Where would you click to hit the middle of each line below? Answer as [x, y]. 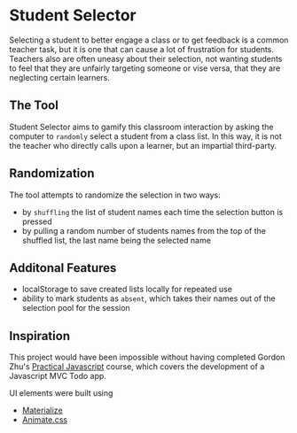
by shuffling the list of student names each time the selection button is [152, 212]
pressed [37, 221]
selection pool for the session [76, 308]
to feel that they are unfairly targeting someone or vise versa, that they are [145, 68]
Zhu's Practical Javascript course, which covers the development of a [137, 367]
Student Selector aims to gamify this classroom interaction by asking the [141, 127]
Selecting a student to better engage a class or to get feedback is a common [149, 40]
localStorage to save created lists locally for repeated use [127, 290]
